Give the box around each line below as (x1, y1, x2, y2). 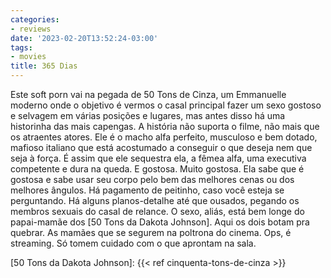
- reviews (10, 24, 52, 34)
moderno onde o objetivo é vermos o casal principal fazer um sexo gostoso (10, 99, 322, 111)
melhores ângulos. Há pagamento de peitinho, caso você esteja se (10, 184, 285, 196)
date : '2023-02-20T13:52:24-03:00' (10, 33, 159, 43)
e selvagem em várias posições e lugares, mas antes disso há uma (10, 110, 286, 121)
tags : (10, 42, 33, 53)
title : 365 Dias (10, 61, 78, 71)
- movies (10, 52, 47, 62)
